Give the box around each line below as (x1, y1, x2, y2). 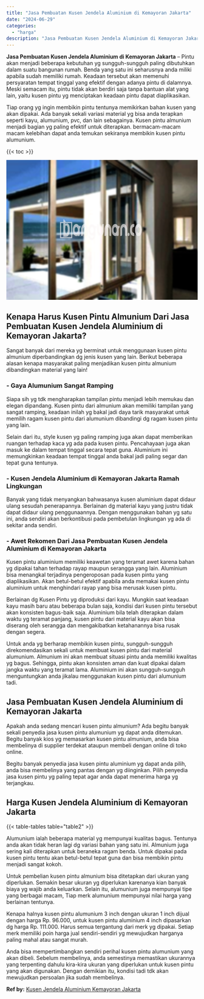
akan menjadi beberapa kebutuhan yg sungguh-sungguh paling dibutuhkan (6, 60, 195, 67)
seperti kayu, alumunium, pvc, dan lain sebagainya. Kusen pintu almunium (6, 116, 191, 124)
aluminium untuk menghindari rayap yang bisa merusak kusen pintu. (6, 584, 177, 591)
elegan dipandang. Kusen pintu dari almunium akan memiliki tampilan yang (6, 402, 193, 409)
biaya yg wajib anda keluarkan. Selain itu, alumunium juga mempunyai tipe (6, 885, 192, 892)
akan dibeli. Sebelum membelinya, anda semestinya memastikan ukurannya (6, 954, 195, 961)
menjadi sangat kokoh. (6, 860, 63, 868)
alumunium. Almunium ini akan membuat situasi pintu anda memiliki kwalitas (6, 653, 197, 661)
